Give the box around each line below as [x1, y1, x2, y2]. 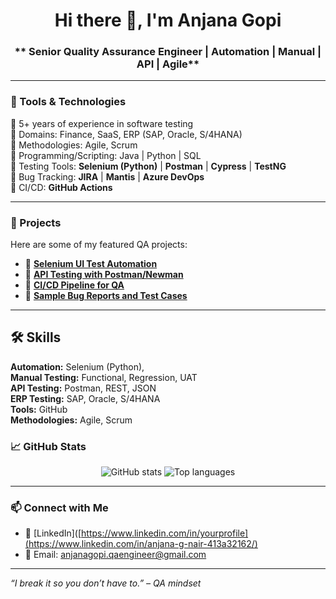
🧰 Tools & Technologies [10, 95, 127, 109]
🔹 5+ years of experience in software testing [10, 117, 194, 129]
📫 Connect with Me [10, 501, 109, 515]
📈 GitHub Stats [10, 439, 87, 453]
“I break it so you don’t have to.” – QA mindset [10, 577, 202, 589]
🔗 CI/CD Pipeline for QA [24, 279, 125, 291]
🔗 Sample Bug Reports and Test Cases [24, 290, 188, 302]
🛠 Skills [10, 329, 62, 346]
